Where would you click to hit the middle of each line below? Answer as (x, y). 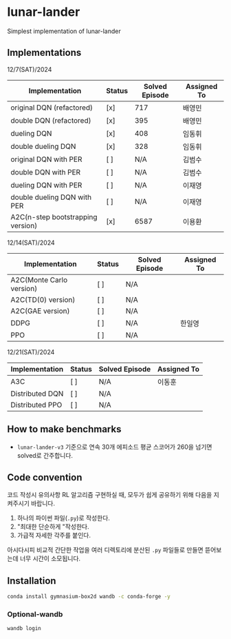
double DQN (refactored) (51, 120)
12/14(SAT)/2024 (31, 243)
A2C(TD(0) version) (43, 299)
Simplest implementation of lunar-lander (64, 31)
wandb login (24, 629)
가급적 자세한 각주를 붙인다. (54, 536)
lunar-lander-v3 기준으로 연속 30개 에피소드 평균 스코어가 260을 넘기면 (114, 447)
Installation (32, 581)
